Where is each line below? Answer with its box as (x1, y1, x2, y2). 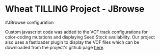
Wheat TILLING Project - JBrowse (5, 3, 145, 15)
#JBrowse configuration (5, 19, 54, 25)
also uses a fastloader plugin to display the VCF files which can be (5, 39, 139, 45)
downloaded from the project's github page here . (5, 44, 105, 50)
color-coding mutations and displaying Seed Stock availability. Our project (5, 34, 155, 40)
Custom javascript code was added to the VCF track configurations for (5, 29, 148, 35)
